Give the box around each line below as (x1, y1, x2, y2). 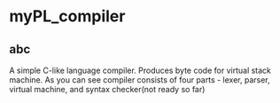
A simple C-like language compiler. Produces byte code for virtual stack (9, 65, 272, 75)
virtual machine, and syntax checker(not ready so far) (9, 84, 206, 94)
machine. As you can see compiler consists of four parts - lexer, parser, (9, 75, 270, 85)
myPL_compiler (9, 6, 126, 27)
